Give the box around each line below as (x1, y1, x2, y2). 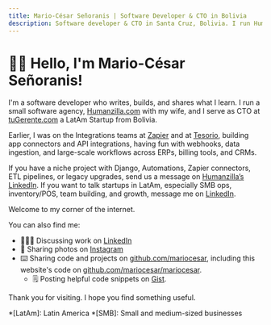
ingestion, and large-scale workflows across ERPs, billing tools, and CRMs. (8, 148, 257, 157)
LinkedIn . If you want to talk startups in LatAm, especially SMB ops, (8, 181, 232, 190)
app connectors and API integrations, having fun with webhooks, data (8, 139, 240, 149)
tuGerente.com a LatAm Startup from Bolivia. (8, 115, 157, 125)
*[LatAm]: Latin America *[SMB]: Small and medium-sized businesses (8, 308, 243, 319)
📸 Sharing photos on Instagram (19, 244, 123, 254)
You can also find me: (8, 220, 81, 230)
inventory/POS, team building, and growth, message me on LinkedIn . (8, 189, 236, 198)
